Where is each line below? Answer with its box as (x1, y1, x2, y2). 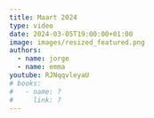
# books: (9, 79, 42, 88)
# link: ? (9, 95, 62, 105)
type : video (9, 21, 53, 30)
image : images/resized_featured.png (9, 37, 145, 47)
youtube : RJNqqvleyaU (9, 71, 90, 80)
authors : (9, 46, 42, 55)
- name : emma (17, 63, 66, 72)
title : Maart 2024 (9, 12, 77, 22)
